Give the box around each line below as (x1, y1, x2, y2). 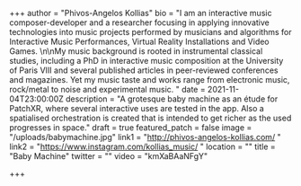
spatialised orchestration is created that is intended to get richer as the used (9, 112, 292, 123)
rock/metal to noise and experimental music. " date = (9, 84, 206, 94)
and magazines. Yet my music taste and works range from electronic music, (9, 75, 290, 84)
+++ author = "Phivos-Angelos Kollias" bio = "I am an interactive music (9, 8, 272, 18)
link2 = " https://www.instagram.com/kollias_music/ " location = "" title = (9, 141, 276, 152)
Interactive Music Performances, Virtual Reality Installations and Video (9, 36, 270, 47)
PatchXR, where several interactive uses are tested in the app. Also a (9, 103, 265, 113)
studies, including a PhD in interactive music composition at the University (9, 56, 284, 66)
